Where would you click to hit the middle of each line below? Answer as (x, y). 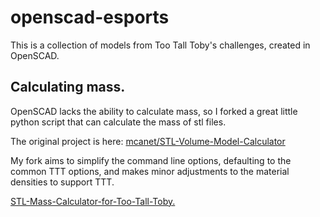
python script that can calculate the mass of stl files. (118, 122)
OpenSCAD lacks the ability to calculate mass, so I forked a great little (154, 111)
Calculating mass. (68, 87)
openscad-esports (90, 17)
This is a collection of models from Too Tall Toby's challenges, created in (160, 45)
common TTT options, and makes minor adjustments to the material (150, 171)
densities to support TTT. (62, 182)
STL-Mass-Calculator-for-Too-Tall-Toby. (93, 201)
